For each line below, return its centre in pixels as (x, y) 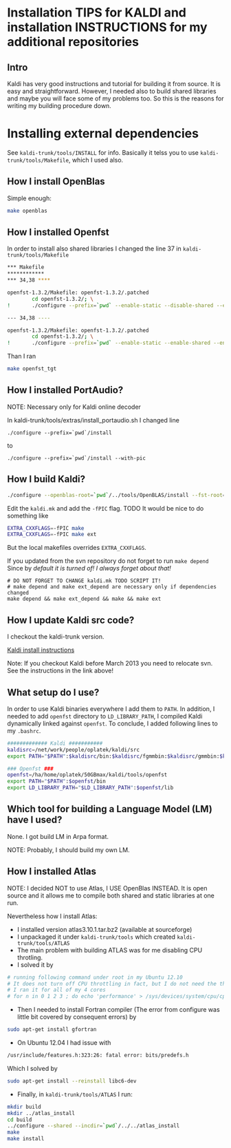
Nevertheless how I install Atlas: (52, 916)
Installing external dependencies (103, 134)
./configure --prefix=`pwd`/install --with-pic (77, 458)
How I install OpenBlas (56, 181)
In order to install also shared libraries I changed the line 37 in (95, 248)
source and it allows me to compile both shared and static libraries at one (111, 895)
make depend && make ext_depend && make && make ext (84, 599)
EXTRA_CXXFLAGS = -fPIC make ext (52, 535)
